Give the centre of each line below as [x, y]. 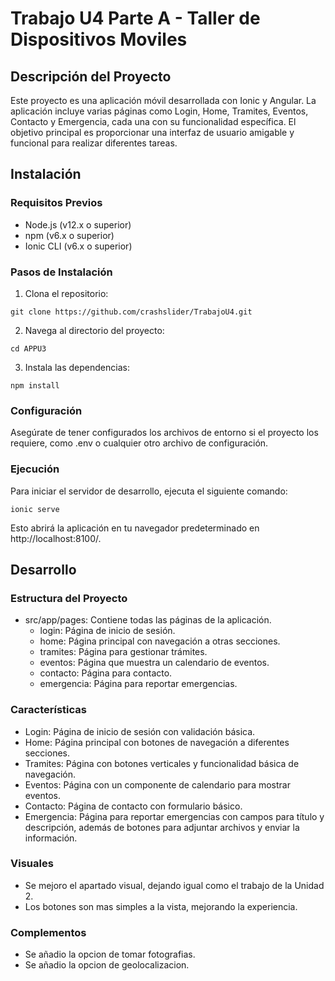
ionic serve [35, 509]
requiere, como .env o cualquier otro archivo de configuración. [139, 443]
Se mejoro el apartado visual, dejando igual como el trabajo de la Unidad [174, 885]
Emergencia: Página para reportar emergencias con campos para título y [174, 816]
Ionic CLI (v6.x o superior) [78, 246]
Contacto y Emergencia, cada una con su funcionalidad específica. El [153, 121]
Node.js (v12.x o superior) [78, 224]
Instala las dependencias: [77, 367]
